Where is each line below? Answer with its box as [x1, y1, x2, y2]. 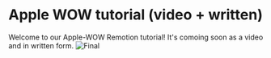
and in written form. [8, 40, 74, 50]
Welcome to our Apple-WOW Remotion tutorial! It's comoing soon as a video [8, 32, 264, 42]
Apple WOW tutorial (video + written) [8, 6, 263, 24]
